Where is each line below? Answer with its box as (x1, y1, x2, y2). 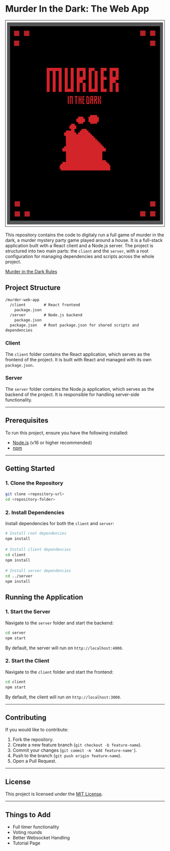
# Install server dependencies (5, 568, 71, 573)
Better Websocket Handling (12, 835, 70, 841)
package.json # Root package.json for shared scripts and (10, 323, 139, 328)
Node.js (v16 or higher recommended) (12, 439, 92, 446)
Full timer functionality (12, 824, 59, 830)
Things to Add (5, 810, 51, 819)
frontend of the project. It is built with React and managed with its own (5, 356, 152, 362)
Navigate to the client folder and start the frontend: (5, 669, 114, 675)
